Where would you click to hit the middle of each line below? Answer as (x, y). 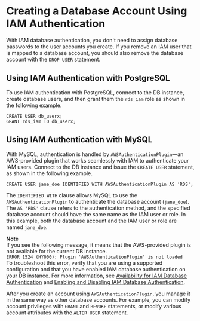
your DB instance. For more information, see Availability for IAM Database (96, 276)
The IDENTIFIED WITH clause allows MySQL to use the (72, 195)
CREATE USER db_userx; (34, 116)
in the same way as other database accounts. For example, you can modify (99, 299)
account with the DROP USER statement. (53, 59)
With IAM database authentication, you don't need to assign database (92, 40)
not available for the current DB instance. (57, 251)
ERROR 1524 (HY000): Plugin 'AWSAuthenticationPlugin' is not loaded (95, 257)
